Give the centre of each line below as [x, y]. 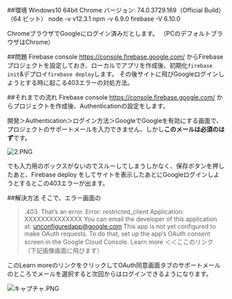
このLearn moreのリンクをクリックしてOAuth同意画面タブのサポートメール [114, 265]
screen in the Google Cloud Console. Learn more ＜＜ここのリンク [119, 242]
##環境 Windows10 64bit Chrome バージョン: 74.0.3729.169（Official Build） [116, 10]
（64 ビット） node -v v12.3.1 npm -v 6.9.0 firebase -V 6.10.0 [94, 19]
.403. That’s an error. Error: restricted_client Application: [104, 212]
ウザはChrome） [31, 42]
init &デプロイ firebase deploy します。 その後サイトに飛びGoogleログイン [113, 74]
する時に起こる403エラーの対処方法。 [79, 83]
